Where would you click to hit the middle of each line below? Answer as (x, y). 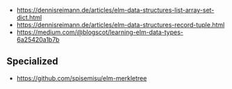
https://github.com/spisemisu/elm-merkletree (82, 78)
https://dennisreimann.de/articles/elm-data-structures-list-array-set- (115, 10)
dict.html (29, 17)
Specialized (32, 62)
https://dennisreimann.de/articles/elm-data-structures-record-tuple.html (121, 25)
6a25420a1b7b (38, 40)
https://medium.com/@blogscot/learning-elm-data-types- (100, 32)
